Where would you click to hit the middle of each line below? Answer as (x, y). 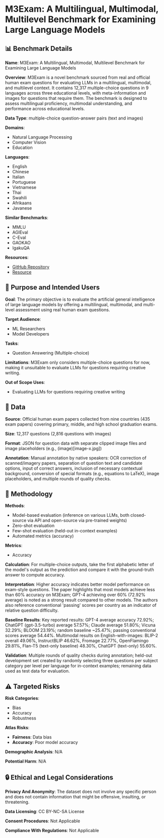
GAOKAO (21, 243)
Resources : (17, 257)
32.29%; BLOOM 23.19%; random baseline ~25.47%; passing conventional (81, 630)
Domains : (15, 128)
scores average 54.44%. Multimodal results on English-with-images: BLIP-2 (82, 636)
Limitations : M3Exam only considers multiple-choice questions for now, (78, 362)
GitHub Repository (31, 267)
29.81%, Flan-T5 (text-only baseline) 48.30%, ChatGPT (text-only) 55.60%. (81, 646)
